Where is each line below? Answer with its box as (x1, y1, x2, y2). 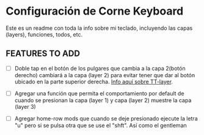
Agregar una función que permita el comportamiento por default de (14, 89, 184, 97)
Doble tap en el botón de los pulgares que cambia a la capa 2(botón (14, 64, 186, 72)
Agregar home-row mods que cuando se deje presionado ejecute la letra (14, 114, 198, 122)
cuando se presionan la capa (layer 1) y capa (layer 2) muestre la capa (14, 96, 192, 104)
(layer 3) (14, 103, 36, 110)
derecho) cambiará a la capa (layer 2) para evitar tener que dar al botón (14, 71, 195, 78)
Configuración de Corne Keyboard (5, 4, 184, 18)
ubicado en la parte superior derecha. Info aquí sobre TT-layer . (14, 78, 173, 85)
